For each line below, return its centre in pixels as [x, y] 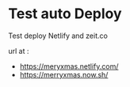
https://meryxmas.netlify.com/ [69, 66]
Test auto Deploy [65, 14]
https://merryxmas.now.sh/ [64, 74]
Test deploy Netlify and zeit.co [58, 36]
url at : [19, 51]
